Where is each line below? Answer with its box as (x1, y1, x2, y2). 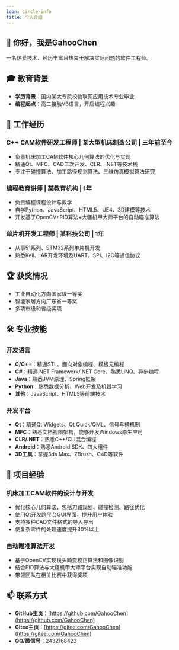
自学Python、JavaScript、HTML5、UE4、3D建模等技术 (14, 206, 151, 213)
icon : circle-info (6, 8, 52, 15)
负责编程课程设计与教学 (14, 199, 72, 206)
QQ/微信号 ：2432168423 (14, 638, 77, 644)
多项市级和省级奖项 (14, 305, 62, 312)
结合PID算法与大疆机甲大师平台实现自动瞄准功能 (14, 564, 133, 571)
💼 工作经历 (6, 119, 44, 129)
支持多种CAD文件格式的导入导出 (14, 518, 94, 525)
